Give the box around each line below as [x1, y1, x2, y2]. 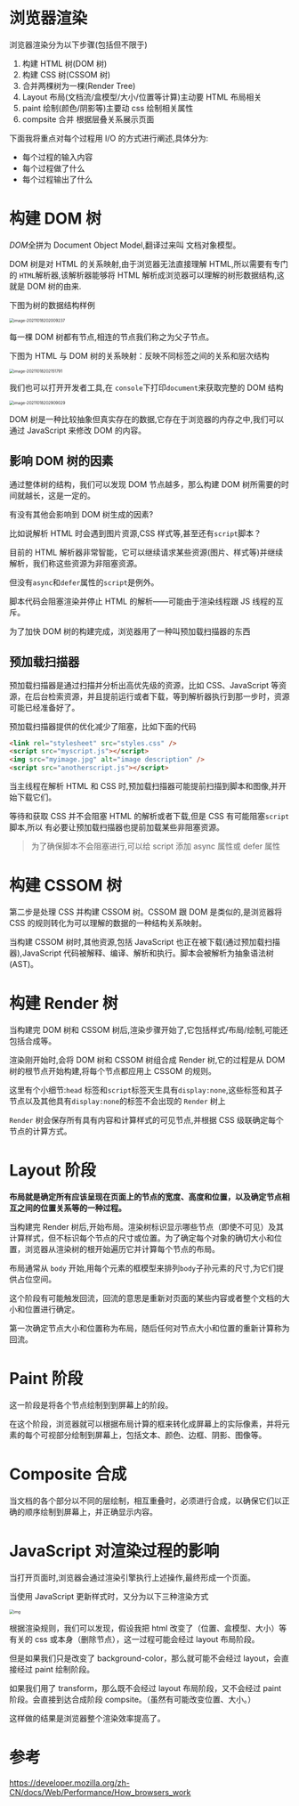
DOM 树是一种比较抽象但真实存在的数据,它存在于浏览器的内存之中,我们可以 [9, 413, 285, 424]
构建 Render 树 [9, 994, 118, 1013]
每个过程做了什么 [21, 162, 85, 174]
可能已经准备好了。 [9, 702, 80, 712]
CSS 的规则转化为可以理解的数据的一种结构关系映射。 [9, 917, 207, 928]
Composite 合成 [9, 1464, 127, 1484]
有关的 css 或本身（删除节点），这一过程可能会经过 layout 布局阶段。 [9, 1633, 260, 1644]
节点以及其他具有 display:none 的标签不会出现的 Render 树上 [9, 1095, 226, 1106]
